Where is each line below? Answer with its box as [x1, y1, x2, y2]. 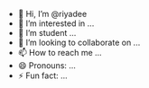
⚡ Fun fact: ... [17, 70, 68, 81]
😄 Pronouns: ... [17, 60, 77, 71]
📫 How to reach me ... [17, 48, 102, 57]
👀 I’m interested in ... [17, 18, 95, 29]
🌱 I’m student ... [17, 28, 77, 38]
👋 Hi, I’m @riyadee [17, 9, 88, 19]
